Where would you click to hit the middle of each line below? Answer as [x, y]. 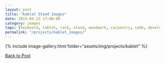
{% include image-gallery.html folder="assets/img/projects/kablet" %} [76, 46]
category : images [23, 23]
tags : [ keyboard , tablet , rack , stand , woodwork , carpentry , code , [76, 28]
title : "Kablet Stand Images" [36, 14]
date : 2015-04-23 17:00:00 [33, 19]
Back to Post [18, 56]
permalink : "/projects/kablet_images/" [46, 32]
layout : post [18, 10]
